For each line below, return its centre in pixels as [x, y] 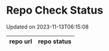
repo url [21, 41]
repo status [55, 41]
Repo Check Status [55, 10]
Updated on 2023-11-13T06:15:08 [47, 27]
